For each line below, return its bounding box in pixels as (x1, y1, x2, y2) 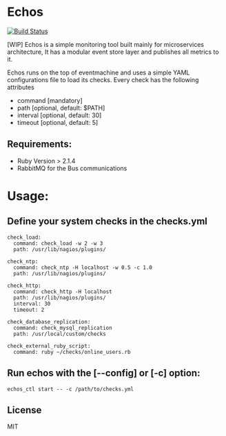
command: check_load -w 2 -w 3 (13, 239, 103, 247)
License (7, 404, 42, 416)
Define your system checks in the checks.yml (7, 215, 208, 228)
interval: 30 (13, 300, 51, 307)
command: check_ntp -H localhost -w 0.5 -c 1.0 (13, 264, 153, 271)
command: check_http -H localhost (13, 288, 112, 295)
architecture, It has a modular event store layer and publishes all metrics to (7, 48, 219, 56)
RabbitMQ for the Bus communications (17, 163, 127, 172)
